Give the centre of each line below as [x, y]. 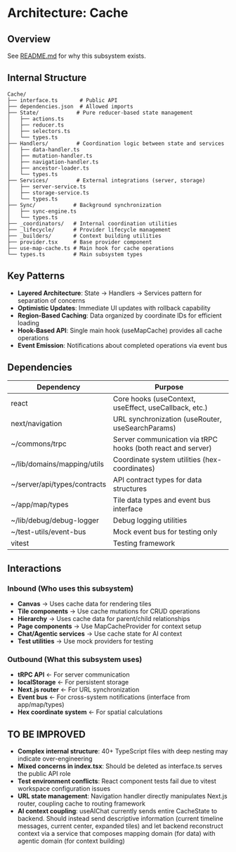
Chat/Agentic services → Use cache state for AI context [100, 634]
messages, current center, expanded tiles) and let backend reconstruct [120, 826]
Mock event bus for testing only [165, 532]
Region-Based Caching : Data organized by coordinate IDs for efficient [120, 315]
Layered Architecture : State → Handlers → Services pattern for [110, 293]
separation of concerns [51, 300]
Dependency [58, 387]
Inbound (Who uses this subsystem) [71, 588]
